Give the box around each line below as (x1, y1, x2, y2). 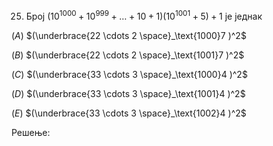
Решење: (11, 126, 51, 138)
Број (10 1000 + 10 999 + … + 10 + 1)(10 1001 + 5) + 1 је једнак (25, 9, 263, 22)
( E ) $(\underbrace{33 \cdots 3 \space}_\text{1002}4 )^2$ (11, 107, 247, 119)
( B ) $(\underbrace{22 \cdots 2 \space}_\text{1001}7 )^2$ (11, 49, 245, 61)
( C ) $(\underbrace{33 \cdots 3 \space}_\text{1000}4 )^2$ (11, 68, 248, 80)
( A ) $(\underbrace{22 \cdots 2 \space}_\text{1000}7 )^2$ (11, 29, 247, 41)
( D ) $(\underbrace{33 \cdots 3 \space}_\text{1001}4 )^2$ (11, 87, 246, 99)
